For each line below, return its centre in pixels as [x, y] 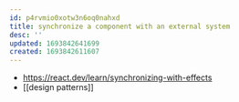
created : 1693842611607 [55, 52]
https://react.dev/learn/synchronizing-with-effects [117, 77]
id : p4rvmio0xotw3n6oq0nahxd [65, 18]
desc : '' [26, 35]
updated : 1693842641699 [55, 43]
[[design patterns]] [58, 87]
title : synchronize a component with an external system [120, 26]
